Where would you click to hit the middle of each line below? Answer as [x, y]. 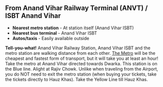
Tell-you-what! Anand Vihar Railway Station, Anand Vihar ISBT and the [78, 48]
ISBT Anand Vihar [33, 16]
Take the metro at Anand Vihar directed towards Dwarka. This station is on [81, 63]
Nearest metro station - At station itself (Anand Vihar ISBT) [73, 28]
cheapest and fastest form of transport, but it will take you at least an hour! [82, 58]
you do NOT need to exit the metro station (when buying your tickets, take [81, 74]
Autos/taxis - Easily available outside [51, 38]
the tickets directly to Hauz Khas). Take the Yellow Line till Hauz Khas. [77, 79]
